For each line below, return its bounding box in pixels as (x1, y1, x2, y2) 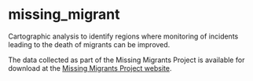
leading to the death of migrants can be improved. (8, 39, 170, 49)
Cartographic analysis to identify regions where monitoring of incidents (8, 31, 239, 41)
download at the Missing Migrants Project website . (8, 63, 172, 72)
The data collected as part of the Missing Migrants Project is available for (8, 55, 245, 64)
